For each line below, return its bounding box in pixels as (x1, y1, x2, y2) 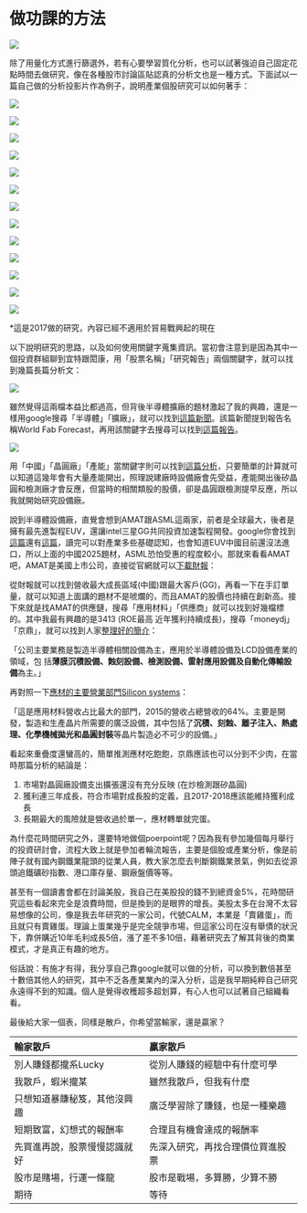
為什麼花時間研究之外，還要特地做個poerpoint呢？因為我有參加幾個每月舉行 (9, 832, 294, 843)
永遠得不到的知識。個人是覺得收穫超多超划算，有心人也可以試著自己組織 (9, 986, 281, 997)
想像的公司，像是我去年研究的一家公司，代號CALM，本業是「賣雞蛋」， (16, 909, 285, 920)
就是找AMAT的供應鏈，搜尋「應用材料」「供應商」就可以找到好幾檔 (25, 602, 277, 613)
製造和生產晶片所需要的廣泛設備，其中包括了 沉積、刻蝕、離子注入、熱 (25, 717, 290, 728)
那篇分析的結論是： (16, 759, 90, 770)
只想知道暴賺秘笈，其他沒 (14, 1092, 125, 1105)
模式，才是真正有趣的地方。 (9, 943, 114, 955)
